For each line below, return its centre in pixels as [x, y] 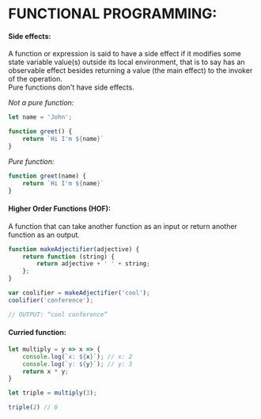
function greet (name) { [47, 176]
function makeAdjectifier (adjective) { [74, 249]
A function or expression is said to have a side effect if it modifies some [125, 54]
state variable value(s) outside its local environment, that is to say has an [127, 62]
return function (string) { [68, 257]
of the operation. [36, 79]
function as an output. [44, 234]
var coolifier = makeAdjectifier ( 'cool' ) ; [79, 293]
